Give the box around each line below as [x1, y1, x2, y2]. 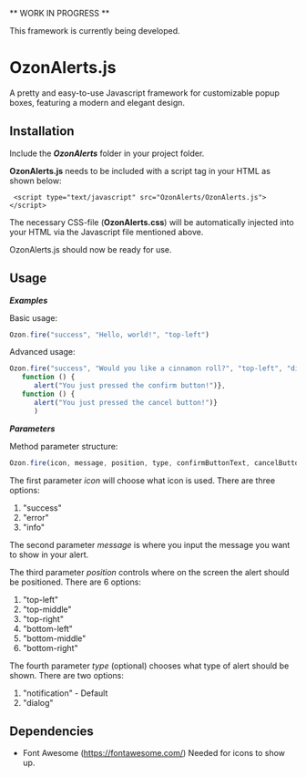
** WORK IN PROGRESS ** [9, 8, 110, 18]
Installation [9, 123, 75, 140]
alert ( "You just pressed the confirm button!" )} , [33, 381, 226, 390]
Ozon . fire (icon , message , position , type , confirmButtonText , [9, 458, 250, 468]
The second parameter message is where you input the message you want [9, 539, 291, 550]
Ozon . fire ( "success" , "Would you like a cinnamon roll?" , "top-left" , [9, 364, 283, 373]
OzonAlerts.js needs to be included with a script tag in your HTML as [9, 165, 271, 176]
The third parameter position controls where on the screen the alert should [9, 566, 290, 577]
